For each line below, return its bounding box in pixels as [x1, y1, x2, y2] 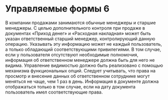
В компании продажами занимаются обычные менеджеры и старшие [5, 20, 156, 26]
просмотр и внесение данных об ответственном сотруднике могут [5, 73, 150, 79]
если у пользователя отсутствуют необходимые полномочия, [5, 51, 138, 58]
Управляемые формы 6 [5, 3, 110, 15]
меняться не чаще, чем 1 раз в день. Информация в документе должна [5, 78, 159, 84]
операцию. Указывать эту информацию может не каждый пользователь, [5, 41, 162, 47]
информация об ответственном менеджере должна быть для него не [5, 57, 155, 63]
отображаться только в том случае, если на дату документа [5, 83, 136, 89]
